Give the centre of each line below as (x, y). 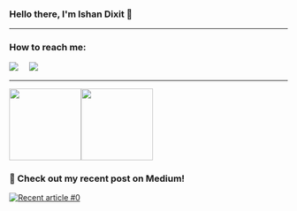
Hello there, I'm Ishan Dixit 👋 (71, 14)
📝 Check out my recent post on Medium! (97, 178)
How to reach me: (48, 48)
